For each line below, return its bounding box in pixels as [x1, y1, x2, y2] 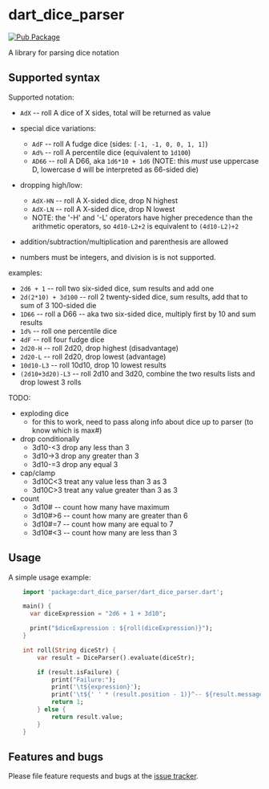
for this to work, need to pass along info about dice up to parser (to [31, 417, 254, 426]
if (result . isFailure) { [37, 668, 120, 676]
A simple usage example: [8, 572, 91, 582]
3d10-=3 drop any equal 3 [31, 459, 118, 469]
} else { [37, 706, 66, 714]
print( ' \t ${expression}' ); [50, 683, 142, 691]
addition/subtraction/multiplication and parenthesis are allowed [19, 237, 229, 246]
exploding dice [19, 408, 70, 418]
